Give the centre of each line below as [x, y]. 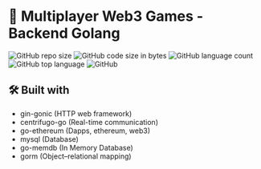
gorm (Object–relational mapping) [75, 156]
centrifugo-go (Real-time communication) [89, 122]
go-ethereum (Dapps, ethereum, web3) [85, 131]
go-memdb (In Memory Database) [77, 147]
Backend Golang [64, 33]
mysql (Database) [49, 139]
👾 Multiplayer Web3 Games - [106, 16]
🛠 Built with [39, 90]
